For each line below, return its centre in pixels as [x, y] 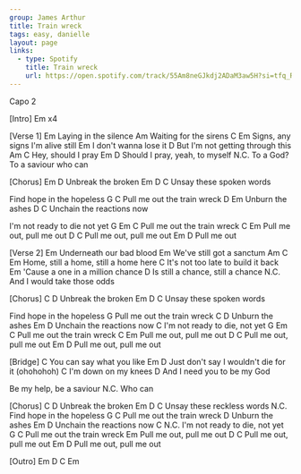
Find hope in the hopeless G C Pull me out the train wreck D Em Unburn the [148, 199]
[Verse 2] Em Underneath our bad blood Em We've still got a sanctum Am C [149, 252]
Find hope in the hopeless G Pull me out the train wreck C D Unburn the [141, 316]
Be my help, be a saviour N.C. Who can [82, 388]
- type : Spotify [47, 59]
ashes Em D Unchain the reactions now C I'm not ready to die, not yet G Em [149, 325]
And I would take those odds [62, 281]
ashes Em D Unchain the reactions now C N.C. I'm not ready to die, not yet [146, 425]
